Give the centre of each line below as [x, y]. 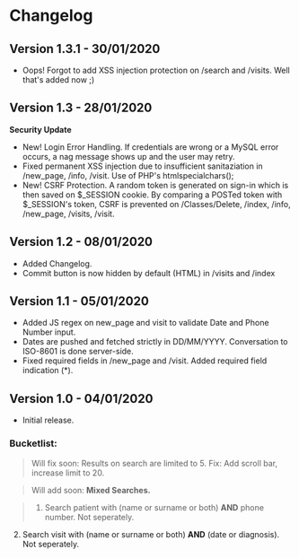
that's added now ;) [58, 80]
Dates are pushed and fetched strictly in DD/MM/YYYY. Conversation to [155, 342]
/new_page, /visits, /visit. [68, 214]
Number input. [49, 332]
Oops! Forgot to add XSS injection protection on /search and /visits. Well [156, 70]
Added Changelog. [57, 263]
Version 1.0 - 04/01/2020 [81, 399]
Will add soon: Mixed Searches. [91, 490]
